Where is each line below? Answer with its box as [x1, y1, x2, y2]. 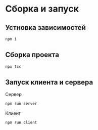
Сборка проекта [5, 51, 60, 59]
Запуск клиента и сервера [5, 78, 93, 86]
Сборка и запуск [5, 3, 79, 15]
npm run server [5, 101, 37, 106]
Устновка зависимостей [5, 23, 86, 32]
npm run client [5, 120, 37, 125]
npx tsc [5, 64, 22, 69]
